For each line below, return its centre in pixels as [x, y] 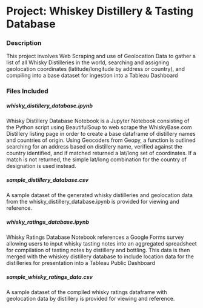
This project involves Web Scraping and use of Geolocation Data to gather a [101, 56]
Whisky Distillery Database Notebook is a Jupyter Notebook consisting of [98, 121]
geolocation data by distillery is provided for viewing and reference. [91, 299]
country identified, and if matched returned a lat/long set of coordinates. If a [101, 153]
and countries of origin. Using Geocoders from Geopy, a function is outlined [101, 140]
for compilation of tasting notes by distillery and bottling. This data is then [98, 250]
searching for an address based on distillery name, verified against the [95, 147]
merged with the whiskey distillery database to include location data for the [100, 256]
